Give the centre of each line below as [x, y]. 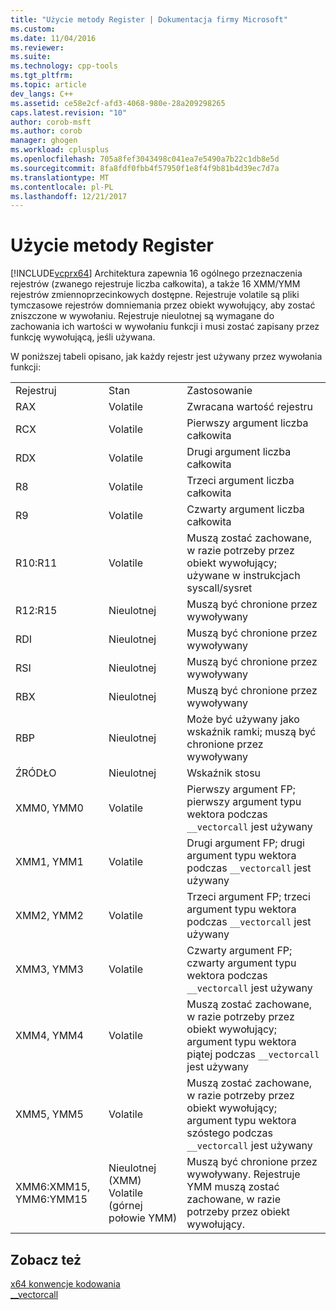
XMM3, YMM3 [49, 969]
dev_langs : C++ [42, 94]
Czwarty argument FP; [239, 951]
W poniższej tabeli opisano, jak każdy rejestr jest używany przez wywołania [166, 357]
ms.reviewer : [37, 47]
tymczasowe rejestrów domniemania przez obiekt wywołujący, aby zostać [163, 305]
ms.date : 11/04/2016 [53, 38]
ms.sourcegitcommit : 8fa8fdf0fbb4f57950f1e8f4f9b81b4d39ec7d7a [145, 168]
